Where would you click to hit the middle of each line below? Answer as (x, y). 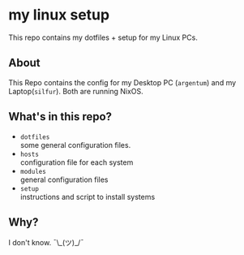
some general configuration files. (75, 145)
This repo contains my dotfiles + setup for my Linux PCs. (103, 37)
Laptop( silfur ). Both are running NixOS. (76, 91)
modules (33, 171)
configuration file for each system (77, 162)
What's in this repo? (60, 117)
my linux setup (59, 15)
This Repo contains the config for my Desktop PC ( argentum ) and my (122, 82)
